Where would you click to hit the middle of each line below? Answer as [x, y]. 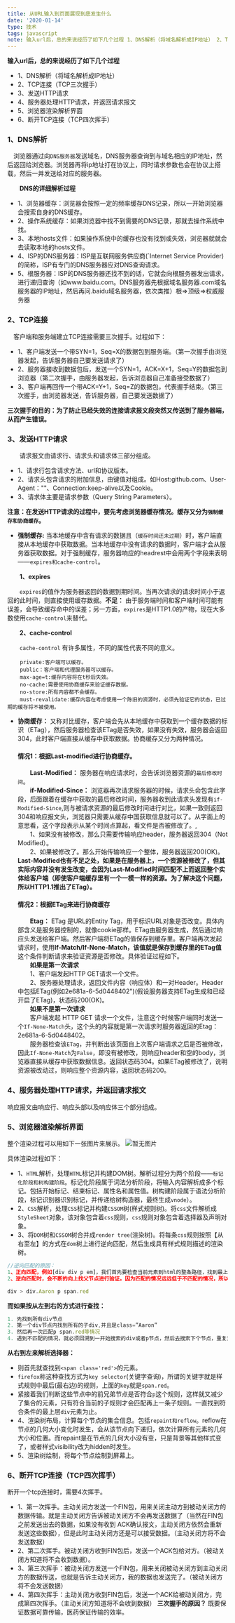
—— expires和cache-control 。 [60, 562]
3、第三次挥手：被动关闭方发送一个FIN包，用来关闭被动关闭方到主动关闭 [122, 1568]
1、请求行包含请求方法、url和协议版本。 [74, 470]
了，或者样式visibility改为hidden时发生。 [76, 1447]
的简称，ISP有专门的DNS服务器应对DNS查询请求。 [90, 265]
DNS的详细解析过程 [48, 188]
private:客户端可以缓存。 [54, 663]
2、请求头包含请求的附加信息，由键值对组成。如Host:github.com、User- [122, 479]
